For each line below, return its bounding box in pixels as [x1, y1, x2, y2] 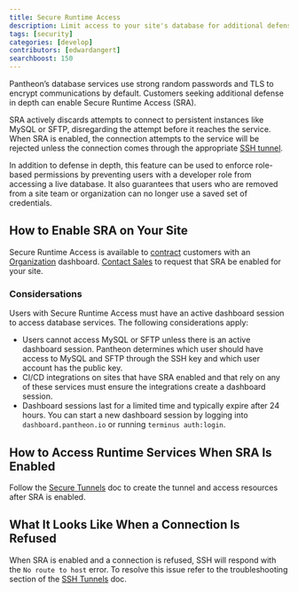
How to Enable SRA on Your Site [9, 223, 188, 238]
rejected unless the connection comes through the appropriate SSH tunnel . [9, 143, 284, 153]
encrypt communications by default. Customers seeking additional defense [9, 88, 284, 98]
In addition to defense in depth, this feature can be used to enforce [9, 160, 255, 170]
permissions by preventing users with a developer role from [34, 169, 252, 180]
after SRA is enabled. [9, 491, 86, 502]
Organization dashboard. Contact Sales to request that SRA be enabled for [9, 256, 282, 267]
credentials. [9, 198, 52, 208]
